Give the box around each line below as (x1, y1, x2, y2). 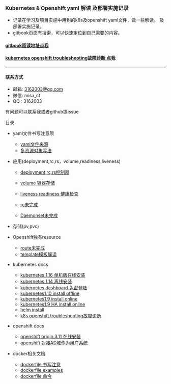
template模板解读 (20, 251, 57, 258)
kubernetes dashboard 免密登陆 (20, 285, 88, 291)
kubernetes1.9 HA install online (20, 301, 85, 308)
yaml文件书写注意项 (12, 130, 54, 136)
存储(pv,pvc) (12, 223, 39, 230)
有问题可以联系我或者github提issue (5, 108, 79, 115)
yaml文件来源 (20, 141, 48, 147)
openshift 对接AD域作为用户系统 (20, 340, 88, 346)
